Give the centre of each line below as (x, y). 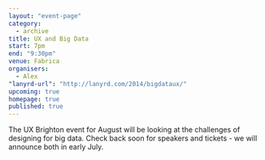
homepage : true (34, 99)
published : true (36, 106)
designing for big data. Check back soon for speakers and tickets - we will (133, 138)
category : (25, 24)
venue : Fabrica (34, 62)
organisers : (28, 69)
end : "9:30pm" (33, 54)
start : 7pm (27, 46)
